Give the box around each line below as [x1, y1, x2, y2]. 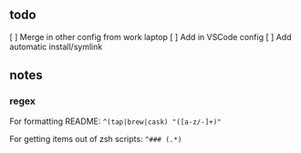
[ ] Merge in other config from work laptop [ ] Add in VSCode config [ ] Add [9, 31, 292, 42]
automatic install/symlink [9, 41, 103, 52]
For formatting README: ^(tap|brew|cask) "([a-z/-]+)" [9, 116, 222, 127]
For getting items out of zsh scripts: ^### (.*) [9, 133, 182, 144]
